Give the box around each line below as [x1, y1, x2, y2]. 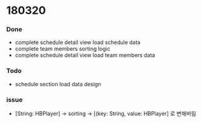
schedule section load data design [15, 80, 101, 87]
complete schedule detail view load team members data [15, 52, 155, 59]
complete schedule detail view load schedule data [15, 39, 141, 46]
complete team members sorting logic [15, 45, 110, 52]
